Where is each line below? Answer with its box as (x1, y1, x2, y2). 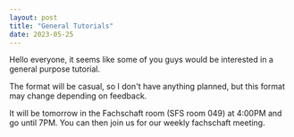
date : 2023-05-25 (9, 30, 74, 39)
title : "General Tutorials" (9, 21, 114, 30)
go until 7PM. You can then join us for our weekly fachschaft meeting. (9, 117, 265, 128)
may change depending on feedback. (9, 90, 147, 101)
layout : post (9, 13, 58, 22)
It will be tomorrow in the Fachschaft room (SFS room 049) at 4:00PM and (9, 108, 282, 119)
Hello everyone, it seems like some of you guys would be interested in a (9, 55, 274, 65)
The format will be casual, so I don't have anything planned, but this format (9, 81, 286, 92)
